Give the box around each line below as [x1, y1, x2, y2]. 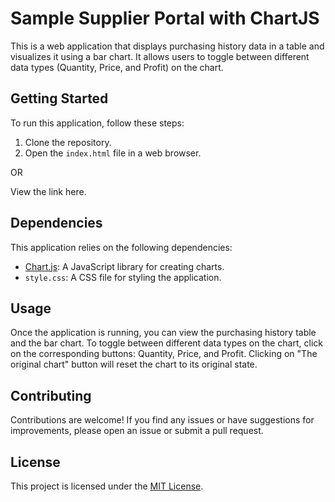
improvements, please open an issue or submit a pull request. [10, 425, 264, 437]
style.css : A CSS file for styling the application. [24, 271, 222, 283]
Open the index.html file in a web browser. [24, 147, 202, 159]
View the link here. [10, 185, 87, 197]
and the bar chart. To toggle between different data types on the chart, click [10, 337, 323, 349]
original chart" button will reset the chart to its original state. [10, 358, 258, 371]
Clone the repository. [24, 136, 112, 148]
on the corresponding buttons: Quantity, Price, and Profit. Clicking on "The [10, 348, 318, 360]
